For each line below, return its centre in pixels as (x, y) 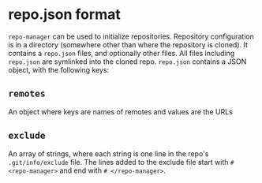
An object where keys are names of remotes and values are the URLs (120, 111)
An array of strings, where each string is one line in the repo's (109, 153)
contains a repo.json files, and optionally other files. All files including (122, 53)
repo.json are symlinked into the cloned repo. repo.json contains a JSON (127, 62)
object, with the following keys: (58, 69)
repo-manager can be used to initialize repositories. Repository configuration (131, 36)
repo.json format (64, 15)
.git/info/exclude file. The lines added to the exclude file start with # (121, 162)
